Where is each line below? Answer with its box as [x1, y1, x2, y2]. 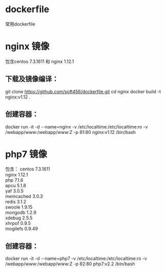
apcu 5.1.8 [5, 183, 26, 189]
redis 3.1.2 [5, 199, 26, 205]
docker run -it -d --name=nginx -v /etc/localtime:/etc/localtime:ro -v [5, 123, 148, 130]
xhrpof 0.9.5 [5, 220, 31, 226]
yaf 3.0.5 [5, 188, 24, 194]
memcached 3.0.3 [5, 193, 43, 199]
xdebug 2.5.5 [5, 215, 33, 221]
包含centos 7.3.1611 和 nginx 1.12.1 [5, 58, 74, 64]
